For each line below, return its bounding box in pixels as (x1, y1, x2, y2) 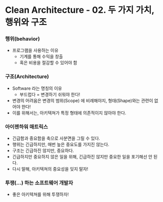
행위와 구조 (5, 17, 47, 28)
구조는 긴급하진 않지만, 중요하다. (12, 148, 74, 153)
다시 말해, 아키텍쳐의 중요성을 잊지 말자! (12, 166, 88, 172)
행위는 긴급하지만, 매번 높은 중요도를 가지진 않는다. (12, 142, 109, 148)
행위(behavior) (5, 35, 40, 42)
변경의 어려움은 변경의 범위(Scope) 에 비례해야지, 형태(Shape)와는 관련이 (12, 98, 153, 103)
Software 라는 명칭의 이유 (12, 85, 62, 91)
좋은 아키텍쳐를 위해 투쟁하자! (12, 192, 69, 198)
